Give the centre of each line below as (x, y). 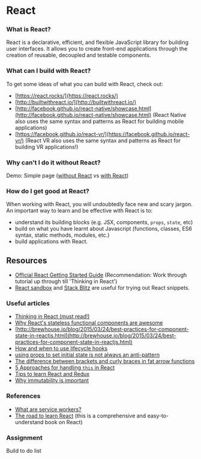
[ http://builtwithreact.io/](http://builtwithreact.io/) (76, 102)
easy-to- (158, 416)
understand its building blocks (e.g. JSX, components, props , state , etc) (104, 222)
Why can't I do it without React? (53, 162)
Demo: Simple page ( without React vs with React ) (67, 176)
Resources (27, 261)
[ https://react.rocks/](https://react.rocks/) (66, 95)
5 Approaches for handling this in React (65, 367)
